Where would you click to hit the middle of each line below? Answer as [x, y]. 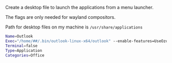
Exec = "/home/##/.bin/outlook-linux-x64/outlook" [58, 41]
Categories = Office [25, 55]
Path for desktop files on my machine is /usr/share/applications [74, 27]
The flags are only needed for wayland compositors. [60, 17]
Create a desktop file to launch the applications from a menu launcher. [79, 7]
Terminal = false [21, 46]
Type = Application [24, 50]
